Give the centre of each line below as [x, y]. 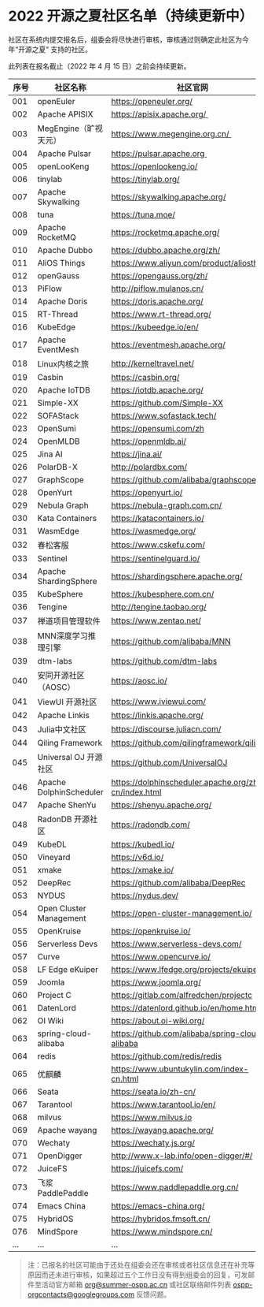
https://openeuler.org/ [152, 101]
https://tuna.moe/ [143, 214]
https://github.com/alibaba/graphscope [184, 479]
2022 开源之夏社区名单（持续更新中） [131, 16]
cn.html [125, 1078]
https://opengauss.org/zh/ [159, 275]
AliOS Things [61, 263]
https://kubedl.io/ [143, 844]
